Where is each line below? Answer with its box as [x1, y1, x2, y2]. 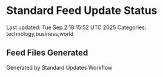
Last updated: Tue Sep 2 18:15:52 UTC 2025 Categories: [6, 24, 147, 31]
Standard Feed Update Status [6, 4, 158, 18]
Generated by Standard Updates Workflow [6, 64, 113, 71]
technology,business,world [6, 30, 74, 37]
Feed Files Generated [6, 48, 88, 58]
